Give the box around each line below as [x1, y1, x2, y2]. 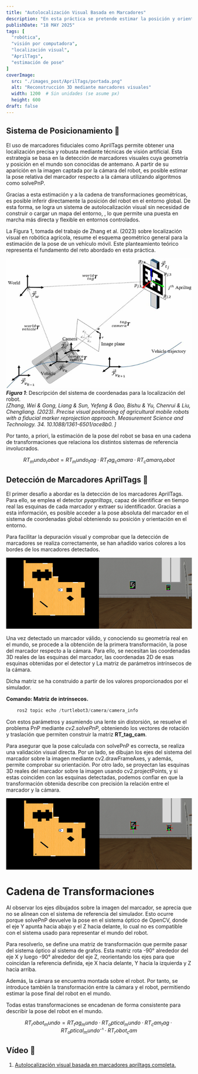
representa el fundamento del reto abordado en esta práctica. [6, 246, 156, 253]
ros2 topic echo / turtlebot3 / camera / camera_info [16, 708, 138, 713]
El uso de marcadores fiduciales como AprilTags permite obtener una [6, 142, 174, 149]
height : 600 [11, 97, 41, 103]
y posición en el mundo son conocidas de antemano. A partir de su [6, 160, 169, 168]
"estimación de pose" [11, 59, 65, 65]
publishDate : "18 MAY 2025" [6, 22, 75, 28]
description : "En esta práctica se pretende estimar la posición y [6, 15, 176, 22]
